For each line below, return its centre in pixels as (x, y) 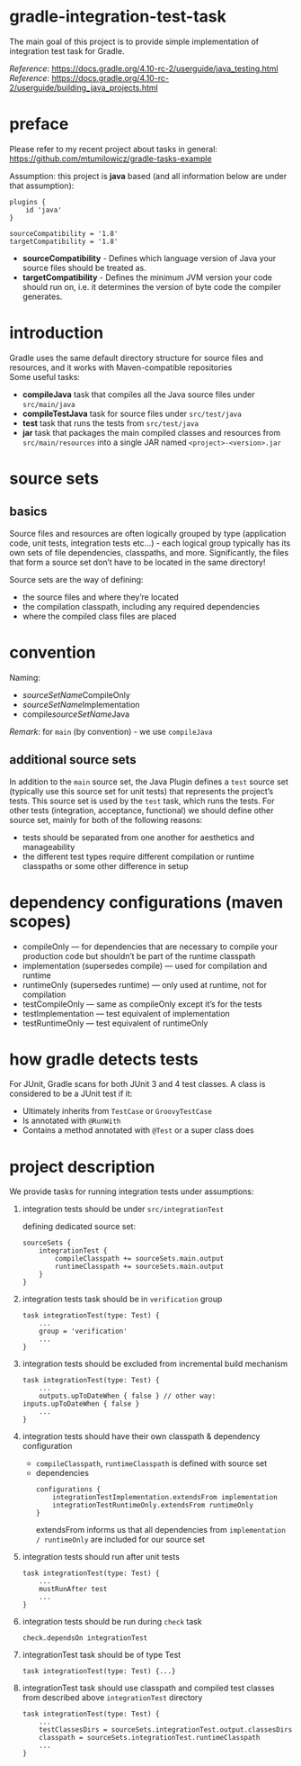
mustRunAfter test (73, 1589)
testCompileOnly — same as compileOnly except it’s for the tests (142, 1004)
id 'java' (44, 210)
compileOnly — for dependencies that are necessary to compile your (150, 946)
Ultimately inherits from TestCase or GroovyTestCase (117, 1111)
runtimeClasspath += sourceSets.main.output (140, 1267)
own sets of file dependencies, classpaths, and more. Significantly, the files (149, 552)
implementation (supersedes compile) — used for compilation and (145, 965)
